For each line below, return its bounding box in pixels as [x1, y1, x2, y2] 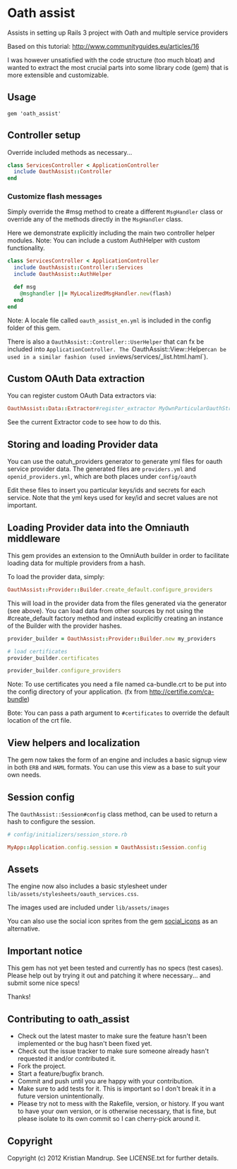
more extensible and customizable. [7, 71, 109, 79]
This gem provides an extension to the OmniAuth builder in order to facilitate [7, 551, 229, 559]
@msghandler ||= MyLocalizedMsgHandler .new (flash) [20, 290, 172, 297]
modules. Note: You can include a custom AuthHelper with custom [7, 236, 200, 245]
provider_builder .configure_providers [7, 667, 121, 675]
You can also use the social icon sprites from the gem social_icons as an [7, 917, 218, 926]
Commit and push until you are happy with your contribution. [17, 1077, 194, 1086]
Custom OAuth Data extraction [7, 373, 145, 385]
